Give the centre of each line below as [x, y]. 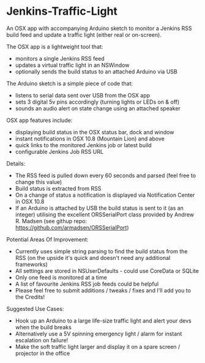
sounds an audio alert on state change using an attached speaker [98, 108]
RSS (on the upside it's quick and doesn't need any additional [93, 258]
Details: [16, 163]
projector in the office [43, 353]
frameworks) [31, 264]
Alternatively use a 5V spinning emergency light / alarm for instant [99, 334]
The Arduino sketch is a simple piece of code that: [70, 83]
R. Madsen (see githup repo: [51, 221]
